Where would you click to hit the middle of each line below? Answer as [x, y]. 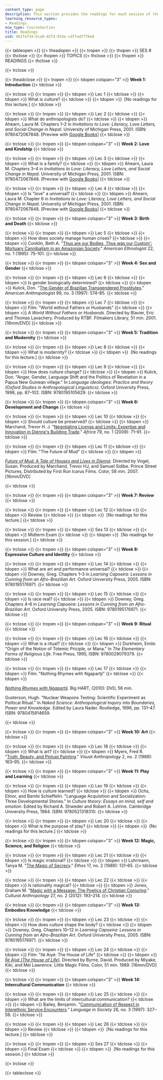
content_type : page [25, 9]
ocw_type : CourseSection [30, 28]
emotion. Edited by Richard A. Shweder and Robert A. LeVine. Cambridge [78, 806]
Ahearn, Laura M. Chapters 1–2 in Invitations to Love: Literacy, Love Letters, [81, 124]
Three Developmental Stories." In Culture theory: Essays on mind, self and [79, 801]
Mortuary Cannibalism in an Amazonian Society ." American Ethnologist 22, [80, 248]
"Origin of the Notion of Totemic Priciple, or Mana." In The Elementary [75, 649]
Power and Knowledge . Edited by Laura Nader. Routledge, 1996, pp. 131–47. [81, 708]
